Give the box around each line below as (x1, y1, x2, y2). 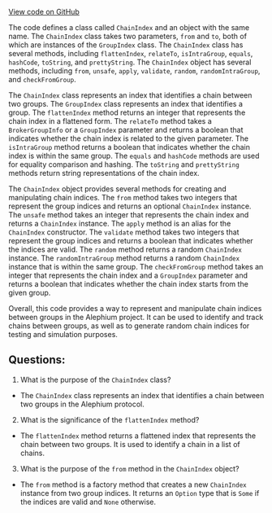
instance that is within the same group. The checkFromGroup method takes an (8, 262, 264, 271)
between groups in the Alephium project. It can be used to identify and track (8, 313, 264, 322)
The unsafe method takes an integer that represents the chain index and (8, 210, 249, 219)
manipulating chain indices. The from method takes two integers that (8, 193, 238, 202)
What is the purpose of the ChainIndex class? (19, 375, 171, 384)
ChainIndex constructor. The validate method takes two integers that (8, 227, 240, 237)
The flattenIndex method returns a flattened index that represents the (19, 431, 257, 441)
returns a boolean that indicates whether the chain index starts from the (8, 279, 249, 288)
